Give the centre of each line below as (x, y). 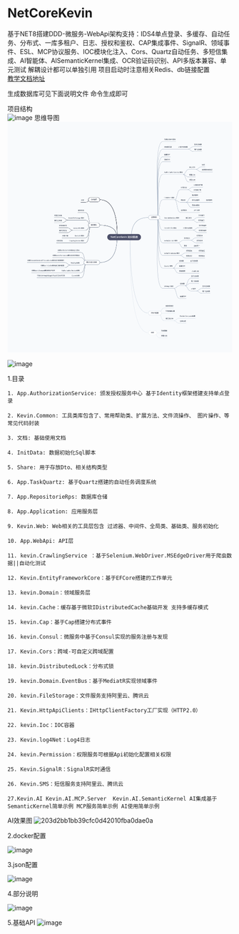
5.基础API (21, 923)
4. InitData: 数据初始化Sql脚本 (52, 452)
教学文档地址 (26, 78)
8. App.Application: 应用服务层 (53, 512)
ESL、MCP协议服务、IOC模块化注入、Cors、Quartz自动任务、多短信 (121, 51)
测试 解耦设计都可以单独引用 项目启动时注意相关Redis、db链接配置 (112, 69)
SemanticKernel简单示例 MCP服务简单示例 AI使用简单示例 (83, 806)
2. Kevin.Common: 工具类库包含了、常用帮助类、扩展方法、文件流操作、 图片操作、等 (118, 415)
